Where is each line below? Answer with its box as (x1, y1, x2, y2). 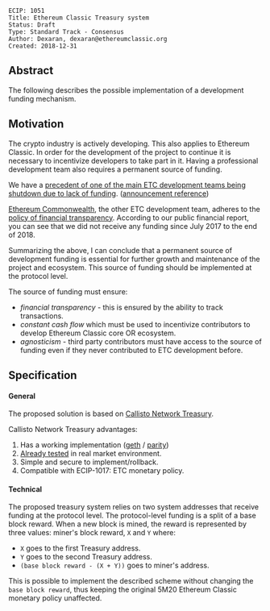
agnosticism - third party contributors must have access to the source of (19, 336, 262, 346)
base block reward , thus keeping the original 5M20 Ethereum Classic (8, 584, 238, 595)
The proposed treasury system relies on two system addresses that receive (8, 502, 260, 512)
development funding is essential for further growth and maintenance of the (8, 254, 260, 264)
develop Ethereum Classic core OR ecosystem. (19, 328, 177, 338)
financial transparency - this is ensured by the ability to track (19, 302, 223, 312)
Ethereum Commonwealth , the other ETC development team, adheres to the (8, 204, 260, 214)
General (8, 391, 36, 401)
